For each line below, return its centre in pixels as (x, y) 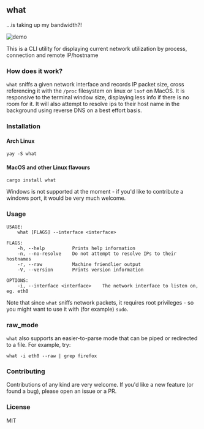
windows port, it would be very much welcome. (66, 198)
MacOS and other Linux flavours (48, 167)
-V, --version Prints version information (81, 270)
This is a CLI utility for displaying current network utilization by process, (97, 48)
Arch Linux (21, 141)
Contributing (26, 371)
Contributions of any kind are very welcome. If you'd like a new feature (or (100, 385)
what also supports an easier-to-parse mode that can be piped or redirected (102, 338)
